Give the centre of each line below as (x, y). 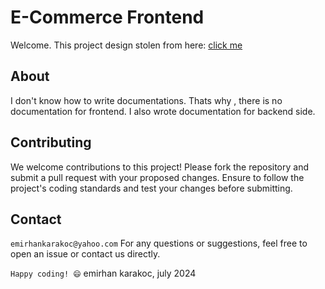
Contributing (51, 142)
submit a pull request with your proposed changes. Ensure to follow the (157, 177)
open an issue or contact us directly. (85, 254)
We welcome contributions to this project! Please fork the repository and (160, 167)
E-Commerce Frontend (107, 17)
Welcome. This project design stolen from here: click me (126, 45)
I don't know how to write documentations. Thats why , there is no (146, 100)
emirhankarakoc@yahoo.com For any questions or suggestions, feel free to (159, 243)
